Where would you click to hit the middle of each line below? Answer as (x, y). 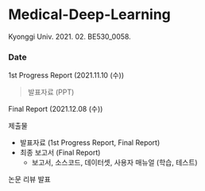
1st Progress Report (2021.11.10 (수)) (66, 75)
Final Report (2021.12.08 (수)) (56, 109)
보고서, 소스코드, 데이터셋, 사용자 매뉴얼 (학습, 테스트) (114, 162)
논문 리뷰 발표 (30, 179)
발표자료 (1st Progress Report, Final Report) (90, 143)
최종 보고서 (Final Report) (60, 153)
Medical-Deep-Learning (89, 15)
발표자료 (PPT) (51, 92)
